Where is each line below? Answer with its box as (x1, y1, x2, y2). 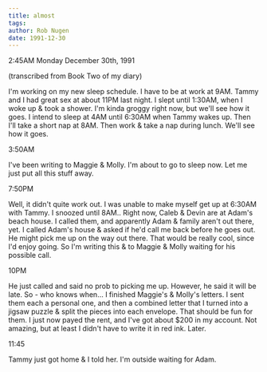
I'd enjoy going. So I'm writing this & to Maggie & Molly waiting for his (8, 242, 236, 251)
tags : (8, 19, 26, 27)
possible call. (8, 251, 52, 260)
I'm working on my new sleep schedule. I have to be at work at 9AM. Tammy (8, 87, 259, 97)
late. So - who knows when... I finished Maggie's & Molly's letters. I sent (8, 290, 245, 299)
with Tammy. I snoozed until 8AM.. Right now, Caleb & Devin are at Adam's (8, 208, 253, 218)
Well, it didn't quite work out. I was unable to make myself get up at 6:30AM (8, 200, 257, 209)
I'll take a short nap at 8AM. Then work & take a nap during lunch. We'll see (8, 121, 255, 130)
